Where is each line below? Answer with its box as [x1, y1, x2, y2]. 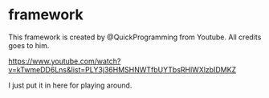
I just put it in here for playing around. [8, 80, 132, 90]
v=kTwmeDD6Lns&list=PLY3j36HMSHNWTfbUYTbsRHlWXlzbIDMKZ [8, 64, 237, 74]
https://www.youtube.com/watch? [8, 56, 121, 66]
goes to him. [8, 40, 50, 50]
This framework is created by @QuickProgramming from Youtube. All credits [8, 32, 262, 42]
